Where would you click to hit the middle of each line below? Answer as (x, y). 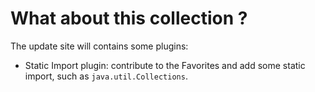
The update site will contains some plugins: (99, 46)
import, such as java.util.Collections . (106, 76)
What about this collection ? (129, 18)
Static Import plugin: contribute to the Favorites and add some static (165, 65)
